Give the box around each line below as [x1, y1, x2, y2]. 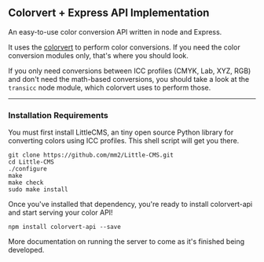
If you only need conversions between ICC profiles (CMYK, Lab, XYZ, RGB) [8, 66, 251, 76]
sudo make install [8, 186, 68, 194]
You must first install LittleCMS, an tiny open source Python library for [8, 127, 234, 137]
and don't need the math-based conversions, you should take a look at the [8, 74, 250, 83]
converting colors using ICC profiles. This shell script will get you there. [8, 136, 240, 146]
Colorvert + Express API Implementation [8, 6, 210, 20]
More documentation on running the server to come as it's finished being [8, 237, 245, 246]
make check [8, 179, 44, 187]
